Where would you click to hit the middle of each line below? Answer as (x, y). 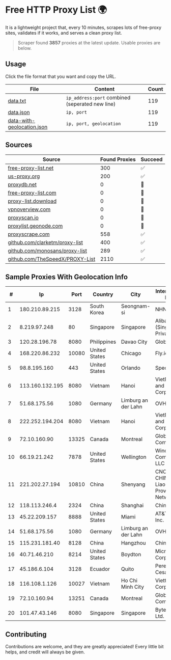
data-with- (22, 120)
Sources (19, 145)
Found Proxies (118, 159)
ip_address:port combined (98, 97)
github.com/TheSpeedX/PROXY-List (52, 259)
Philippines (103, 342)
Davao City (134, 342)
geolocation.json (28, 127)
